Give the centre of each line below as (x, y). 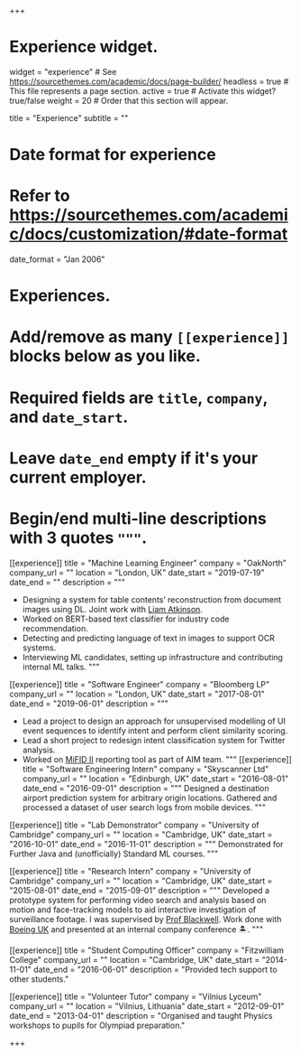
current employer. (78, 477)
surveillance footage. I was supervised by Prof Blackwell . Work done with (145, 919)
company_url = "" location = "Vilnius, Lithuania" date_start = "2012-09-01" (147, 1006)
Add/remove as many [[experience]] (150, 337)
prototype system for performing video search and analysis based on (138, 900)
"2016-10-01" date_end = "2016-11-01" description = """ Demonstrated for (146, 844)
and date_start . (69, 417)
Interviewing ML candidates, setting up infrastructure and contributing (153, 657)
